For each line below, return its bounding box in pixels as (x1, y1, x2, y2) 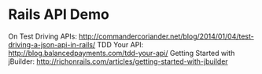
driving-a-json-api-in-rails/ (8, 39, 96, 49)
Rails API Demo (8, 6, 110, 24)
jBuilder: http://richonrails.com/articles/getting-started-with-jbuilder (8, 57, 228, 66)
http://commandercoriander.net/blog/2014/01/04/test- (78, 31, 254, 41)
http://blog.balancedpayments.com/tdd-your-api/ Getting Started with (8, 48, 235, 57)
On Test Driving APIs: (8, 31, 77, 41)
